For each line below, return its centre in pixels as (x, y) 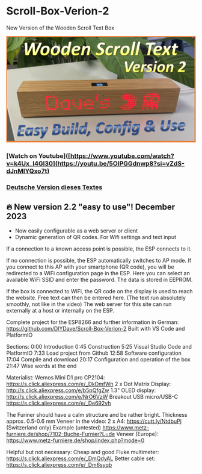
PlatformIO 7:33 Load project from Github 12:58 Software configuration (94, 353)
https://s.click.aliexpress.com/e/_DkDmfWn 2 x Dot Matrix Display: (89, 384)
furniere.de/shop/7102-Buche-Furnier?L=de (61, 434)
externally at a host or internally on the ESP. (60, 311)
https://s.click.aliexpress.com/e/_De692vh (59, 403)
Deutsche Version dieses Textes (54, 187)
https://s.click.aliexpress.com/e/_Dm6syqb (59, 465)
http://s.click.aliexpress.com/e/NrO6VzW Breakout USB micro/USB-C (92, 397)
